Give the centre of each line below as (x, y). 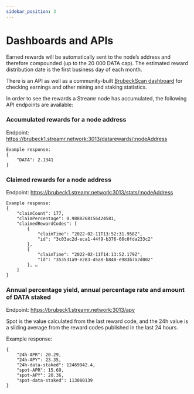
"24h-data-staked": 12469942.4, (56, 365)
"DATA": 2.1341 (35, 160)
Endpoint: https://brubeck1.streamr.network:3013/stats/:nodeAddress (90, 193)
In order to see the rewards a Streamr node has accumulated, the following (96, 98)
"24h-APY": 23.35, (39, 360)
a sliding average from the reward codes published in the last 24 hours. (92, 328)
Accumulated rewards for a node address (66, 120)
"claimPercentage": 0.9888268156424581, (67, 219)
